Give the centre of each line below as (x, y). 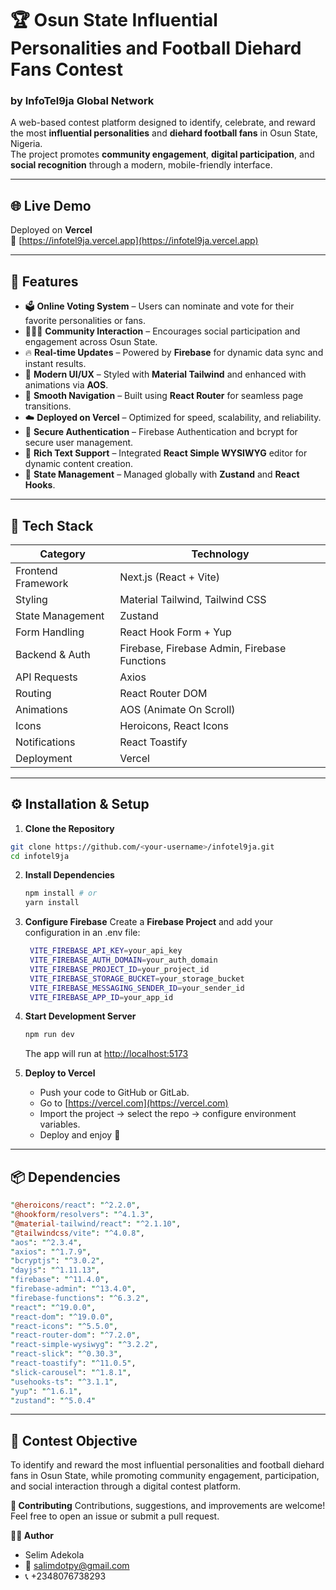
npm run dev (49, 1035)
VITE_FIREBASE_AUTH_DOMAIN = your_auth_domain (123, 960)
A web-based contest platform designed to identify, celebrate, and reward (163, 123)
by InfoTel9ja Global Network (82, 101)
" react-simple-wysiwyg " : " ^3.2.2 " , (84, 1345)
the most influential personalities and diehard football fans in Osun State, (164, 133)
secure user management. (79, 443)
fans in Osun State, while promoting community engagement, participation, (165, 1476)
